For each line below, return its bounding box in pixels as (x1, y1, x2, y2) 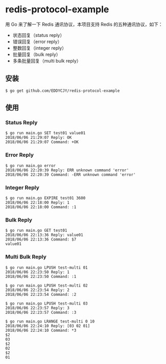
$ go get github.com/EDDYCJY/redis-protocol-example (5, 88, 120, 93)
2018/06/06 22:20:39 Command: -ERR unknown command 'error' (5, 172, 136, 177)
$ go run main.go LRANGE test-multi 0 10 (5, 319, 95, 324)
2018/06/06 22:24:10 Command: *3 (5, 328, 77, 333)
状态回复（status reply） (12, 32, 65, 38)
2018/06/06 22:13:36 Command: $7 (5, 237, 77, 242)
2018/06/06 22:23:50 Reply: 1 (5, 269, 70, 275)
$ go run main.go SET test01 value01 (5, 131, 86, 136)
